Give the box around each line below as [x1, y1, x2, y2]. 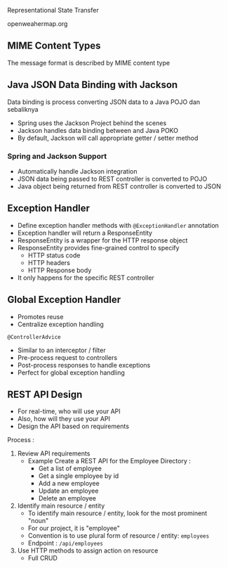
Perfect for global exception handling [17, 368, 125, 377]
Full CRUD [27, 554, 58, 562]
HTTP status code [27, 251, 81, 259]
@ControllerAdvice [7, 333, 61, 340]
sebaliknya [7, 105, 39, 113]
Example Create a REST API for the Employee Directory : [27, 457, 192, 465]
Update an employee [38, 486, 99, 495]
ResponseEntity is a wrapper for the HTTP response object [17, 235, 188, 245]
